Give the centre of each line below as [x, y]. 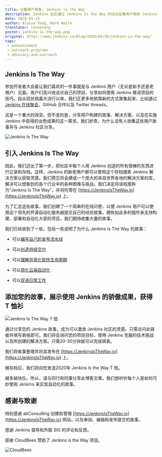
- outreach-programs [28, 50]
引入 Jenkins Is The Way [42, 153]
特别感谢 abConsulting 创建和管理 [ [40, 413]
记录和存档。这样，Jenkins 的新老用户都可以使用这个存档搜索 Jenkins [79, 172]
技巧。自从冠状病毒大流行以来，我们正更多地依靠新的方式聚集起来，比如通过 [81, 99]
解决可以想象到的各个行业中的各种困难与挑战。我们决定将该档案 [68, 184]
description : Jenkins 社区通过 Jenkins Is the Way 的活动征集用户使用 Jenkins [81, 14]
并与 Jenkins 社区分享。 [33, 127]
